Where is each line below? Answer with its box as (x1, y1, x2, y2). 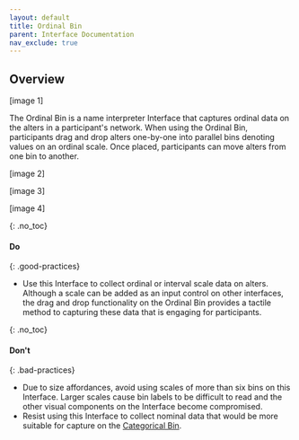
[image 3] (9, 186, 46, 197)
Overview (9, 71, 66, 86)
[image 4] (9, 203, 46, 214)
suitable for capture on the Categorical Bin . (22, 420, 182, 431)
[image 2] (9, 168, 45, 180)
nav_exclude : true (9, 38, 78, 48)
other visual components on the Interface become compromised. (22, 401, 263, 412)
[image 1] (9, 95, 44, 106)
